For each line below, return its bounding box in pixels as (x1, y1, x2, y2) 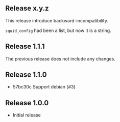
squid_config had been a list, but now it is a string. (5, 27, 111, 34)
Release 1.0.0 (5, 99, 49, 107)
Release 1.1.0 (5, 71, 47, 79)
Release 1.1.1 (5, 42, 45, 51)
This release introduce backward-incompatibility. (5, 17, 109, 23)
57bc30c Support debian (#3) (12, 84, 76, 90)
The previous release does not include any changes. (5, 55, 116, 62)
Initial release (12, 112, 41, 118)
